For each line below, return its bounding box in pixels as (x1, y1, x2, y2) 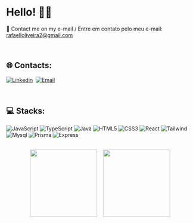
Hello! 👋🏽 (6, 5, 52, 19)
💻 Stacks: (6, 106, 45, 116)
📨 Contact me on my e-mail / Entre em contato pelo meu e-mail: (6, 25, 163, 32)
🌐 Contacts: (6, 60, 52, 71)
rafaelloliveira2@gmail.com (6, 31, 73, 38)
